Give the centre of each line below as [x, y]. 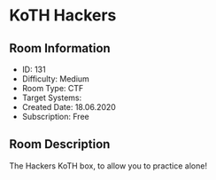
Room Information [60, 48]
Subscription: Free [56, 117]
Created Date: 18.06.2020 [69, 107]
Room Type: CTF [53, 88]
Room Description [60, 144]
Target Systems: [52, 98]
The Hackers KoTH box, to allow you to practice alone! [108, 166]
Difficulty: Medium [56, 79]
